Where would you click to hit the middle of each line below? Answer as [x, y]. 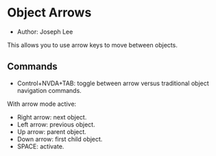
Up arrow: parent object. [52, 131]
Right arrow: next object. [52, 117]
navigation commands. [49, 90]
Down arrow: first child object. [60, 139]
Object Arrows [49, 13]
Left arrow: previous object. [56, 124]
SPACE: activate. [40, 146]
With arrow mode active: [42, 104]
